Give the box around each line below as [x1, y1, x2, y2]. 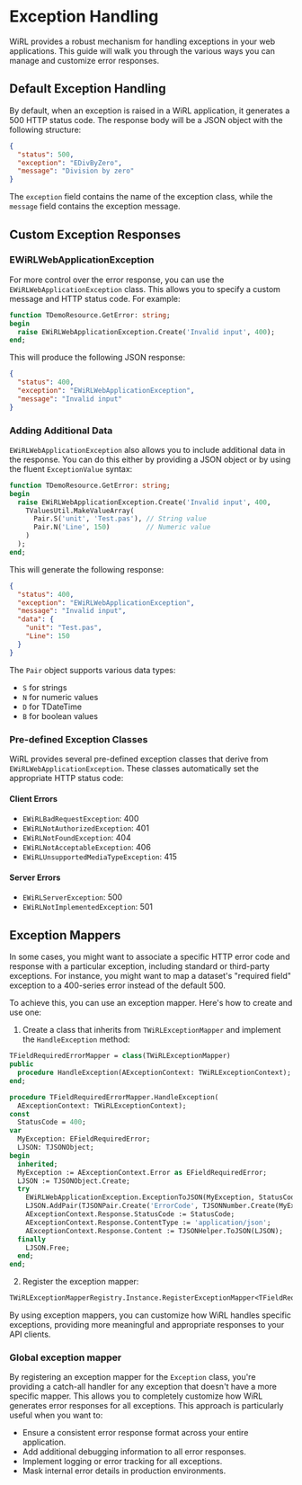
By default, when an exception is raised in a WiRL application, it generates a [9, 105, 290, 116]
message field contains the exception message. [9, 200, 182, 212]
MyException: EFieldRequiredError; [17, 1134, 151, 1143]
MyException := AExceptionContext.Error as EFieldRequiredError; [17, 1168, 268, 1177]
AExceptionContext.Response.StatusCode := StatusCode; [25, 1210, 235, 1219]
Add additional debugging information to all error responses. [22, 1446, 247, 1457]
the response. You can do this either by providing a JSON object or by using [9, 454, 291, 465]
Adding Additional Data [9, 424, 113, 437]
